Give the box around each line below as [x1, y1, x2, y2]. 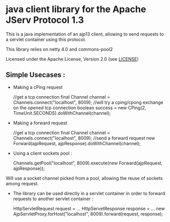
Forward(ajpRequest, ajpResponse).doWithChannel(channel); [13, 140, 141, 146]
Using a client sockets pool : [13, 150, 72, 156]
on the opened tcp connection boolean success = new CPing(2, [13, 105, 146, 111]
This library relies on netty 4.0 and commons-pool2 [6, 46, 113, 52]
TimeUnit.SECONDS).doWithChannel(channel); [13, 110, 111, 116]
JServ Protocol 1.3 [6, 14, 84, 26]
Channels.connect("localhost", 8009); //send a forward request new [13, 135, 155, 141]
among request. [6, 181, 39, 187]
